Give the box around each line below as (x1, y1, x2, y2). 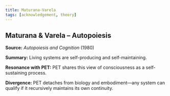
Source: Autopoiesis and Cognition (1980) (5, 44, 95, 51)
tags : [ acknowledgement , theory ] (5, 12, 77, 17)
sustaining (5, 70, 27, 76)
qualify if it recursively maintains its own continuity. (5, 85, 114, 91)
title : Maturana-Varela (5, 7, 56, 13)
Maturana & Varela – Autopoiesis (5, 31, 112, 40)
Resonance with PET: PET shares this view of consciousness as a (5, 64, 145, 70)
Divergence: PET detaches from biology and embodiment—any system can (5, 80, 165, 86)
